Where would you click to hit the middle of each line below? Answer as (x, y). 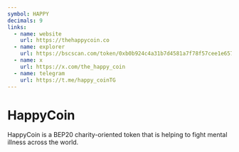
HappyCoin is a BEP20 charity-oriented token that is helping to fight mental (117, 135)
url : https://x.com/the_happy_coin (73, 67)
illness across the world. (43, 142)
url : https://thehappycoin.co (65, 40)
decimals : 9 (25, 21)
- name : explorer (39, 47)
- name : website (38, 34)
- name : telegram (39, 73)
